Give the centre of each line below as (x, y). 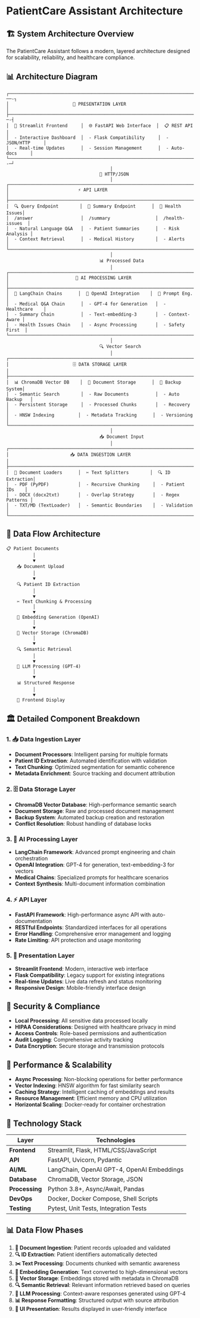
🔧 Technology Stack (44, 1123)
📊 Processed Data (121, 261)
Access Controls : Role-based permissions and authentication (90, 1033)
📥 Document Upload (40, 566)
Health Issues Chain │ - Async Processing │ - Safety (102, 325)
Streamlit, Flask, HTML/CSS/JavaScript (102, 1150)
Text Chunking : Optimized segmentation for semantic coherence (95, 767)
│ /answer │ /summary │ (82, 218)
